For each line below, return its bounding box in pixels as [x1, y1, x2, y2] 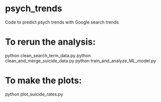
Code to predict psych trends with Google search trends [5, 19, 119, 25]
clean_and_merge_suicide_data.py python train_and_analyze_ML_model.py [5, 57, 156, 64]
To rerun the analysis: [5, 36, 96, 48]
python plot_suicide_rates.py [5, 91, 63, 97]
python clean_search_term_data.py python [5, 52, 91, 58]
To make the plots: [5, 75, 82, 86]
